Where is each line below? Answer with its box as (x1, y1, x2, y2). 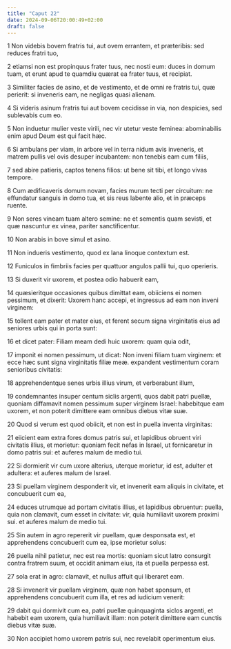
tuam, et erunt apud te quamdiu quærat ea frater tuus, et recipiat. (7, 70, 192, 78)
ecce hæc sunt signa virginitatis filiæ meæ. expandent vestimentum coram (7, 358, 219, 366)
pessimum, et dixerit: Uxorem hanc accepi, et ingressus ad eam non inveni (7, 296, 219, 304)
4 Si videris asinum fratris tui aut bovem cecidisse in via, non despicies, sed (7, 104, 223, 112)
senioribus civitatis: (7, 366, 63, 374)
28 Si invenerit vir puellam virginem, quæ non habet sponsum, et (7, 586, 191, 594)
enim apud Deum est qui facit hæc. (7, 132, 107, 140)
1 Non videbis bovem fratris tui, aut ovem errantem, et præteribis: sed (7, 42, 205, 50)
